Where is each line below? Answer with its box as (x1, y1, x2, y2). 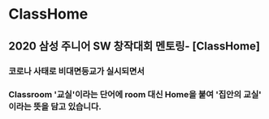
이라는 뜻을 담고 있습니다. (8, 101, 102, 113)
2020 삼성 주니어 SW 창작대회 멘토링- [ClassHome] (8, 39, 260, 53)
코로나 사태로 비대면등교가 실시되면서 (8, 66, 145, 77)
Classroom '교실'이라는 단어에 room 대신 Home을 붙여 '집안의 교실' (8, 89, 262, 100)
